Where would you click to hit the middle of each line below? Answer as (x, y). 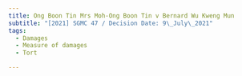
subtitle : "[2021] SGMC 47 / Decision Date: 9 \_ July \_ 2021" (111, 23)
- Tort (26, 53)
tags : (17, 30)
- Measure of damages (52, 46)
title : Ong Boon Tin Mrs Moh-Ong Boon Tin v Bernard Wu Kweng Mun (121, 16)
